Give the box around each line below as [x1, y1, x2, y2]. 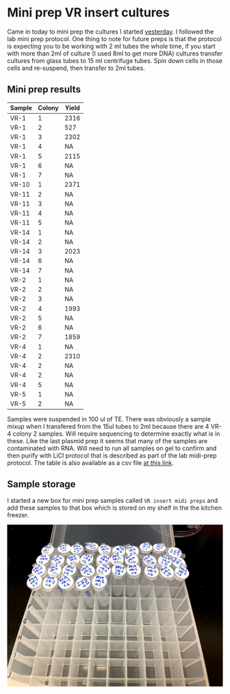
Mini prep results [7, 84, 81, 95]
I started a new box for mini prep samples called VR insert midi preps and [7, 497, 218, 505]
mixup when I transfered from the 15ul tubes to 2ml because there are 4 [7, 422, 209, 430]
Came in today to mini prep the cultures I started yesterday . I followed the [7, 27, 214, 36]
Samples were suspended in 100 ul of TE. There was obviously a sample [7, 414, 211, 423]
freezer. [7, 511, 29, 519]
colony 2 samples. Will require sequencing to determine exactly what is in [12, 430, 220, 438]
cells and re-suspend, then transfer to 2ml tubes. [7, 64, 145, 72]
